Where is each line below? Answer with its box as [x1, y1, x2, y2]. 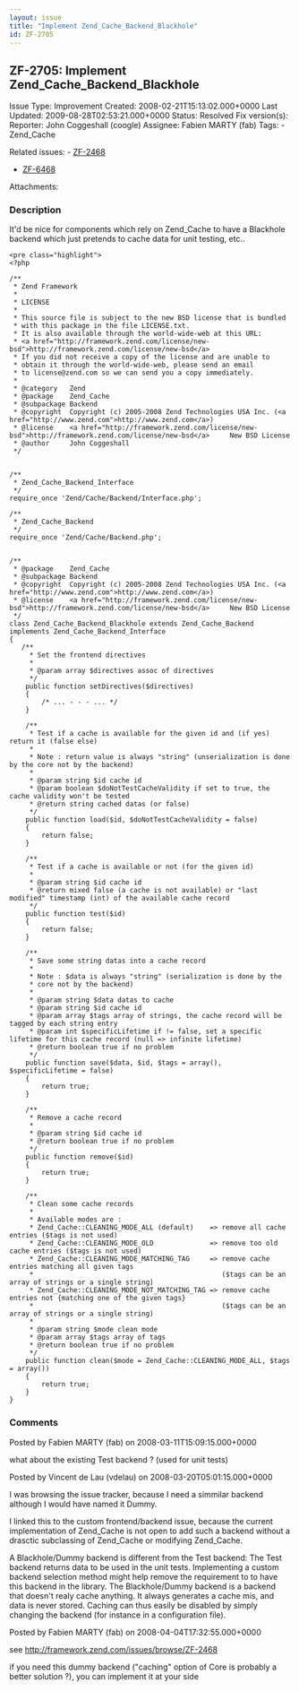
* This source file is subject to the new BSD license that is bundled [13, 314, 286, 323]
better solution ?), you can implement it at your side [9, 1670, 200, 1681]
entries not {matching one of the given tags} [9, 1294, 186, 1303]
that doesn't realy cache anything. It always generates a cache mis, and [9, 1590, 275, 1600]
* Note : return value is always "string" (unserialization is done [29, 753, 291, 762]
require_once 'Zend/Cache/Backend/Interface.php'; [9, 494, 202, 503]
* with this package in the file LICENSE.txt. [13, 322, 191, 331]
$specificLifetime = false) [9, 1066, 115, 1075]
